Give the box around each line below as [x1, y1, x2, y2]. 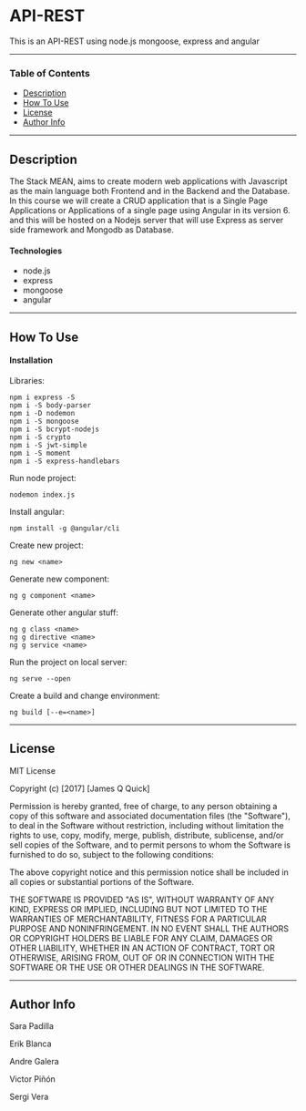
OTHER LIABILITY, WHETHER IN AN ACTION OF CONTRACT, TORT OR [9, 942, 275, 953]
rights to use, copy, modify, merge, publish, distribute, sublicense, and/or [9, 829, 284, 840]
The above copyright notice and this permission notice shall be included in [9, 867, 289, 878]
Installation [9, 355, 53, 365]
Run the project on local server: [9, 656, 127, 667]
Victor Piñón [9, 1074, 56, 1085]
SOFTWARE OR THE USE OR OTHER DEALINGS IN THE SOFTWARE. [9, 962, 265, 972]
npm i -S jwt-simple [9, 440, 88, 449]
